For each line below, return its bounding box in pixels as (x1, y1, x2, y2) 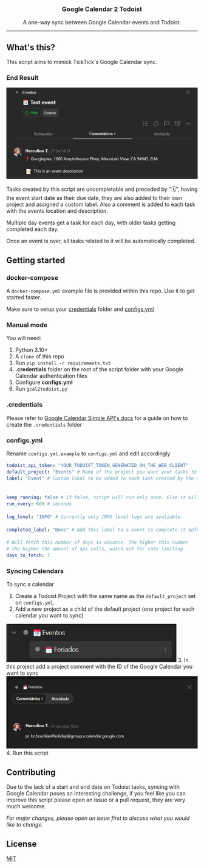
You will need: (6, 335, 41, 342)
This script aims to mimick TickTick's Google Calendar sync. (6, 59, 158, 66)
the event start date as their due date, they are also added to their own (6, 194, 183, 202)
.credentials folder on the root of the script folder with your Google (15, 366, 184, 373)
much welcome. (6, 803, 47, 810)
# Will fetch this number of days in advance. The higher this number (6, 539, 189, 546)
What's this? (6, 42, 56, 52)
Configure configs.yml (15, 379, 73, 386)
